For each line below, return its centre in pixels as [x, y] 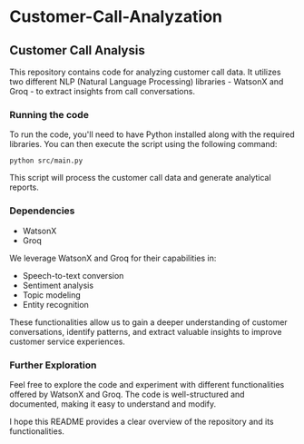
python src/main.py [46, 161]
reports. [24, 187]
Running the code [49, 114]
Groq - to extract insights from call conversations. [102, 91]
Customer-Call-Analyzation [116, 17]
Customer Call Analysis [77, 50]
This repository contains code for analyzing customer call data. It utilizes [145, 72]
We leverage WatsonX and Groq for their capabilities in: [113, 258]
